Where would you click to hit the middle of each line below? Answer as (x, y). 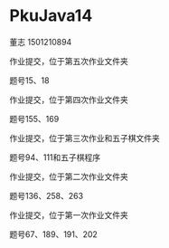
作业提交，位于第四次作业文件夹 (69, 100)
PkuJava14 (51, 16)
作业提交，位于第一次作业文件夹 (69, 215)
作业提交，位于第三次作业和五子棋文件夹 (84, 138)
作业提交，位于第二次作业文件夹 (69, 176)
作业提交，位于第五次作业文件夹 (69, 61)
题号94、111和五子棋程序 (55, 157)
